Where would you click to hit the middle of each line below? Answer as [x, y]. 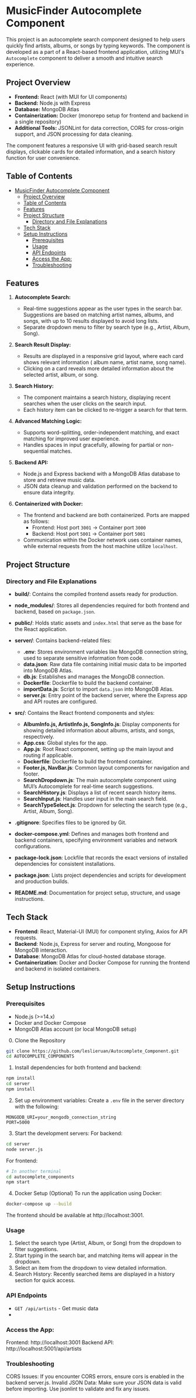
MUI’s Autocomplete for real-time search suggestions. [88, 786]
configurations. [33, 846]
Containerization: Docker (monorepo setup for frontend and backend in [102, 115]
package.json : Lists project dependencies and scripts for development [100, 875]
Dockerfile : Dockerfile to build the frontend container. [88, 762]
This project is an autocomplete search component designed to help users [96, 39]
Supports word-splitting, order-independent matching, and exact [101, 433]
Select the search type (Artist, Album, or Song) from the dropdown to [98, 1243]
